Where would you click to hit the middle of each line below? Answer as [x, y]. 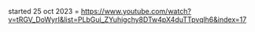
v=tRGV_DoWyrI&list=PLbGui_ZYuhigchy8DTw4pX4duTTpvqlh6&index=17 [128, 20]
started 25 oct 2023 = [44, 11]
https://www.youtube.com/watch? [136, 11]
